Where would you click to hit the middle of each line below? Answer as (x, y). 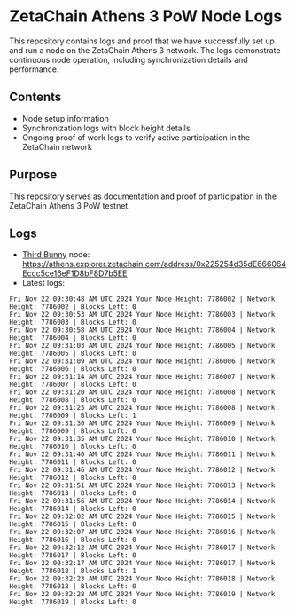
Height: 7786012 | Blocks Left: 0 (73, 478)
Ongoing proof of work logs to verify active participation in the (136, 137)
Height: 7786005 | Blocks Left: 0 (73, 354)
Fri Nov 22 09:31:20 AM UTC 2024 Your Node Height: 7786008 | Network (142, 392)
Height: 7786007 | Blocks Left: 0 (73, 385)
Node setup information (65, 118)
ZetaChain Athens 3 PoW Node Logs (146, 16)
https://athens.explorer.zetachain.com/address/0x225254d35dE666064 (154, 264)
